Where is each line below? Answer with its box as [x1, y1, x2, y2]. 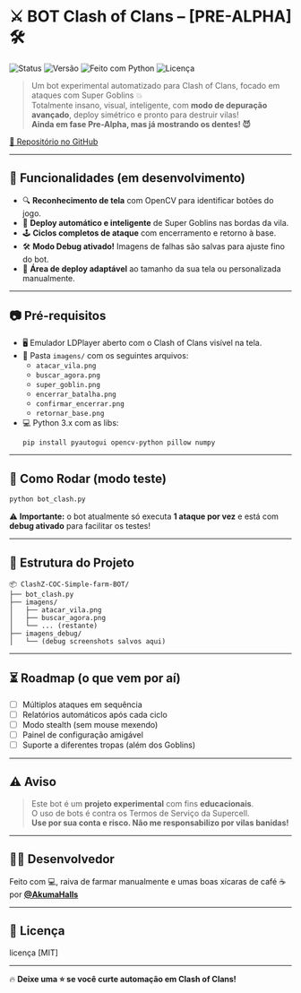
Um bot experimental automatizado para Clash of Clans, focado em [30, 80, 280, 91]
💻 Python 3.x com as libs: [21, 417, 119, 427]
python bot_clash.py [9, 495, 87, 504]
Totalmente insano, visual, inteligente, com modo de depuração [30, 99, 268, 110]
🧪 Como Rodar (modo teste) [9, 471, 168, 486]
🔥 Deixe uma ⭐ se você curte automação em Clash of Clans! [9, 973, 237, 984]
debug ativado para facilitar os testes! [9, 521, 150, 531]
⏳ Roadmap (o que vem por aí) [9, 670, 181, 686]
